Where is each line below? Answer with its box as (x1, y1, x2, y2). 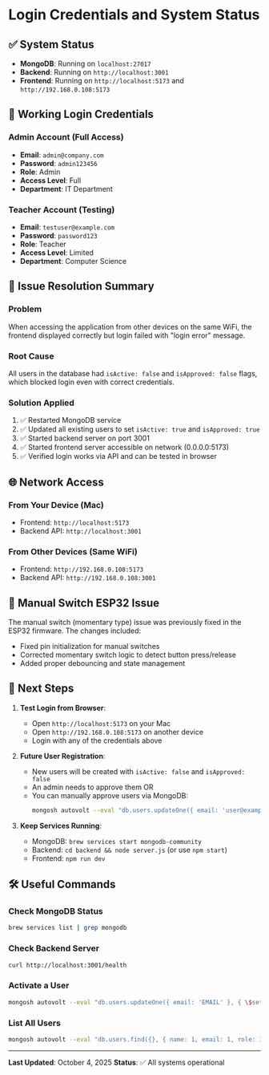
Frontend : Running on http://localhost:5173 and (19, 76, 184, 85)
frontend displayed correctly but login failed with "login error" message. (8, 331, 246, 340)
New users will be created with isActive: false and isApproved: (31, 766, 246, 776)
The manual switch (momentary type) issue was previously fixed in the (8, 618, 242, 627)
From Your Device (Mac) (8, 499, 104, 510)
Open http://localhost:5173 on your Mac (31, 718, 171, 728)
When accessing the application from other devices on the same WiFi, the (8, 322, 252, 331)
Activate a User (8, 980, 70, 992)
